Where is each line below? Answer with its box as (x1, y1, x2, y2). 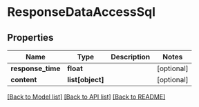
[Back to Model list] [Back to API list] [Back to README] (7, 93, 166, 101)
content (10, 75, 37, 84)
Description (110, 52, 151, 61)
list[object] (66, 75, 104, 84)
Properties (7, 32, 54, 43)
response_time (10, 64, 61, 73)
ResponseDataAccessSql (7, 4, 155, 20)
